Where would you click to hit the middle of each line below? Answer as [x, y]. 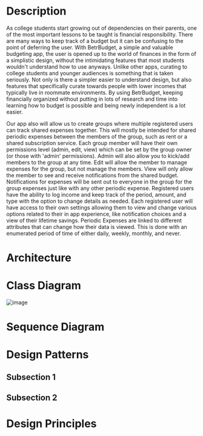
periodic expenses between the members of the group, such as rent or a [97, 136]
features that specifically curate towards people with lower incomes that [96, 86]
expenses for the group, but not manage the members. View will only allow [100, 169]
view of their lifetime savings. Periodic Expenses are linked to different [94, 220]
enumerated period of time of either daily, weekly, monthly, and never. [94, 233]
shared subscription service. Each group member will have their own [92, 143]
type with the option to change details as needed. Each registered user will [99, 201]
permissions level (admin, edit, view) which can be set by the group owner [99, 149]
